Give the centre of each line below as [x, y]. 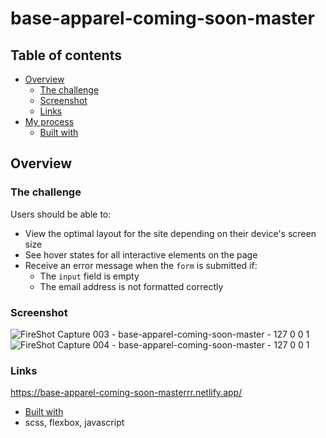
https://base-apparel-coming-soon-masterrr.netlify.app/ [126, 393]
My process [49, 121]
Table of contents [66, 55]
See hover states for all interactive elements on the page [141, 254]
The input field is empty [89, 276]
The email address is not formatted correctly [131, 286]
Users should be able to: [61, 214]
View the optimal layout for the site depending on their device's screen [170, 233]
